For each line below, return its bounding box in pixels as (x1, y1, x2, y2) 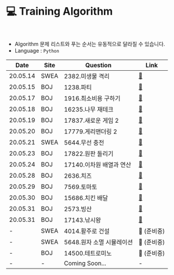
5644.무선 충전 (63, 138, 105, 146)
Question (85, 61, 112, 69)
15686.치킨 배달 (63, 194, 108, 202)
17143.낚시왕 (63, 216, 101, 224)
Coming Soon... (63, 259, 107, 267)
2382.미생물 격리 (63, 72, 110, 80)
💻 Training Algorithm (6, 5, 113, 18)
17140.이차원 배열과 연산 (63, 161, 132, 169)
